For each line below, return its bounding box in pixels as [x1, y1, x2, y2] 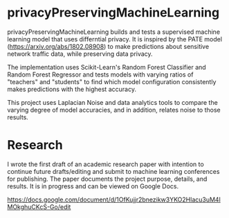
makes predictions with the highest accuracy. [7, 85, 137, 93]
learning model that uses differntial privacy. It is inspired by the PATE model [7, 34, 223, 43]
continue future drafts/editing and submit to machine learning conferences [7, 167, 220, 175]
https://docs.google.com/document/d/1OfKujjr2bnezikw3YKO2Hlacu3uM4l [7, 195, 221, 204]
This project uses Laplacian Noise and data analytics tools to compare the [7, 98, 218, 106]
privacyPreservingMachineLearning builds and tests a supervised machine [7, 28, 220, 36]
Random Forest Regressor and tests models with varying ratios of [7, 70, 194, 79]
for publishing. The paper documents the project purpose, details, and [7, 175, 208, 183]
